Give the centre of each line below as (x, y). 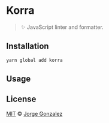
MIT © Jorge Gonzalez (34, 113)
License (21, 99)
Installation (28, 46)
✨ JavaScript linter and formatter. (62, 27)
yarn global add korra (34, 60)
